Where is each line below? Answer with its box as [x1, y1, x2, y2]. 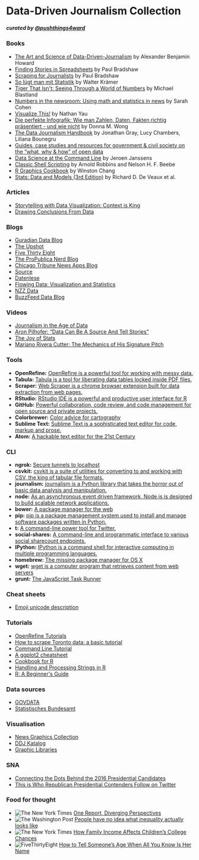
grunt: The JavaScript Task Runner [14, 576, 102, 583]
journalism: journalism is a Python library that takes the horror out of [14, 480, 184, 487]
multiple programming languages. [14, 550, 97, 557]
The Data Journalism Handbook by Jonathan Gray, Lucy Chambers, [14, 129, 181, 136]
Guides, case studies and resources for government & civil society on [14, 141, 185, 149]
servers [14, 569, 34, 576]
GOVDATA [14, 698, 40, 706]
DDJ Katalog [14, 740, 46, 747]
